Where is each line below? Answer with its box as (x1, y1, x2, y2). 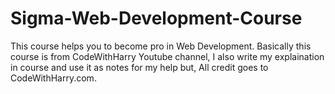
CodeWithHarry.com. (10, 72, 97, 84)
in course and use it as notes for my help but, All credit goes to (10, 61, 269, 73)
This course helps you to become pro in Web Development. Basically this (10, 40, 312, 52)
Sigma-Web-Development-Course (10, 7, 303, 30)
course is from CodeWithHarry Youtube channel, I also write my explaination (10, 50, 325, 62)
